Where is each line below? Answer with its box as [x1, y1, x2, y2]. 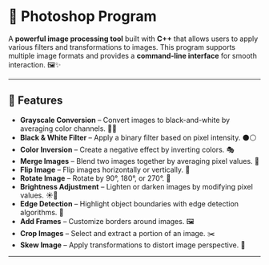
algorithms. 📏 [19, 207, 64, 217]
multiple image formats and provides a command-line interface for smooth [8, 51, 258, 60]
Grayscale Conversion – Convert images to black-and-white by [19, 115, 231, 124]
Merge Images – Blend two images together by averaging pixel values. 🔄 [19, 156, 260, 165]
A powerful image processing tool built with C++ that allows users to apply [8, 34, 259, 43]
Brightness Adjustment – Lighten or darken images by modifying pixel [19, 181, 254, 191]
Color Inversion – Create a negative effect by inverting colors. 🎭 [19, 145, 235, 154]
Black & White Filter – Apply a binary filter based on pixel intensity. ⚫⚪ [19, 132, 257, 142]
